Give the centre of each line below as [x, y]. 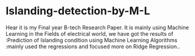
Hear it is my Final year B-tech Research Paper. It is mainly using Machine [97, 27]
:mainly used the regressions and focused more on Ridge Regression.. [93, 46]
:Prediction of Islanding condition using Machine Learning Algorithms [91, 40]
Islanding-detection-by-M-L [78, 11]
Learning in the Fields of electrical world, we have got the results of [89, 33]
